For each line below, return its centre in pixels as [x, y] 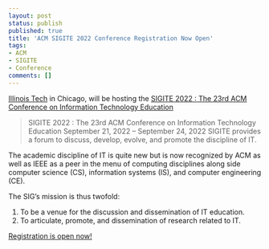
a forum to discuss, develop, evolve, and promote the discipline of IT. [142, 139]
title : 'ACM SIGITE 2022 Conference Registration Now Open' [111, 38]
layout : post [30, 16]
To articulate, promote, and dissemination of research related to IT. [130, 220]
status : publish [35, 23]
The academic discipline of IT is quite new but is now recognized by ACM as [134, 155]
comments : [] [30, 76]
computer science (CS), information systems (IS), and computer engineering [135, 172]
